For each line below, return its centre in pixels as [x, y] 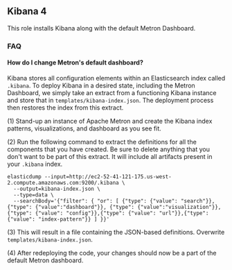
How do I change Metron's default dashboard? [75, 62]
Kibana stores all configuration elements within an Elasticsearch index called [116, 78]
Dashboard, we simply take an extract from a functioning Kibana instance [112, 92]
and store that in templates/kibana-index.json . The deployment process [110, 100]
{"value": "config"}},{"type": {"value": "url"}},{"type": [122, 213]
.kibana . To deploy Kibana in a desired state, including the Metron [101, 85]
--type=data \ [34, 195]
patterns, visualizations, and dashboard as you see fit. [84, 128]
